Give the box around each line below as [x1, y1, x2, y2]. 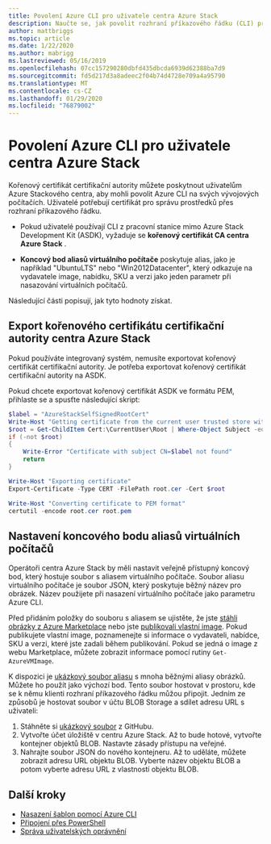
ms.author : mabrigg [8, 49, 74, 57]
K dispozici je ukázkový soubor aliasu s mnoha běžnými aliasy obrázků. [8, 671, 246, 682]
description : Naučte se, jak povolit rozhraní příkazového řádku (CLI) [8, 19, 254, 27]
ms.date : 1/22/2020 [8, 42, 74, 50]
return [23, 455, 45, 464]
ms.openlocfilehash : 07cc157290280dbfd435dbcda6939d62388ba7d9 [8, 65, 226, 73]
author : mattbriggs [8, 27, 74, 35]
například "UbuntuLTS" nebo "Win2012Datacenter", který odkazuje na [19, 263, 252, 273]
